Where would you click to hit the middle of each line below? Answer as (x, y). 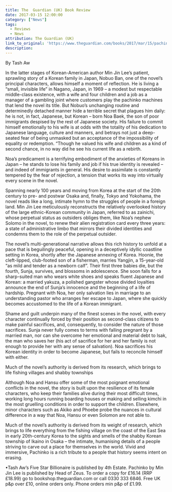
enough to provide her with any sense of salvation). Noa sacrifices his (79, 346)
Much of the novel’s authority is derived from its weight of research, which (84, 425)
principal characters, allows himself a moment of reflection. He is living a (82, 83)
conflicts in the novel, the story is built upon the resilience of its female (80, 388)
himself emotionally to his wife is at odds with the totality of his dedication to (86, 127)
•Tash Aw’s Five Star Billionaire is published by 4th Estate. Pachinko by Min (84, 467)
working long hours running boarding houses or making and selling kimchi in (86, 399)
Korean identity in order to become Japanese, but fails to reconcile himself (84, 352)
